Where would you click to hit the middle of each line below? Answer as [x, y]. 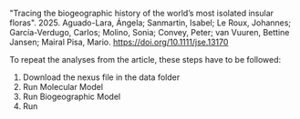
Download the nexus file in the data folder [101, 77]
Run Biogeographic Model [72, 96]
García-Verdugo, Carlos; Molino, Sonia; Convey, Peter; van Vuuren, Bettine [150, 32]
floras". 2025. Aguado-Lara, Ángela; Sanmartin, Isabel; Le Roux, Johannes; [150, 23]
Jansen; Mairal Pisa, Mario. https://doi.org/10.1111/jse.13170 [119, 42]
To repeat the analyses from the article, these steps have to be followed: [145, 59]
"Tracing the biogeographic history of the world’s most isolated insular [142, 13]
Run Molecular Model [62, 87]
